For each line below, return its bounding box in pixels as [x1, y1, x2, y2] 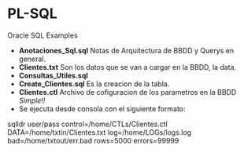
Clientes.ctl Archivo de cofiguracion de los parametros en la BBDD [18, 87, 237, 96]
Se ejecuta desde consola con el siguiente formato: [18, 103, 186, 114]
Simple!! [18, 96, 46, 105]
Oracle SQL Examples [7, 31, 78, 40]
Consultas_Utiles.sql [18, 71, 88, 80]
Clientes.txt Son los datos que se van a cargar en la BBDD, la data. [18, 62, 237, 71]
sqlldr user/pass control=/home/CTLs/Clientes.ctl [7, 119, 168, 128]
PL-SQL [7, 5, 58, 23]
